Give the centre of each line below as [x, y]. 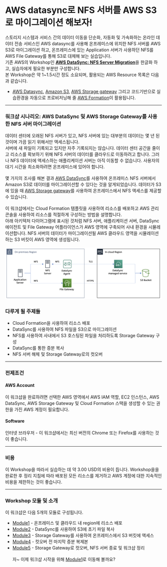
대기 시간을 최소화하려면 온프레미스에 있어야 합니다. [55, 167]
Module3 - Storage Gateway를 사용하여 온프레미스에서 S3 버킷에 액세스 [83, 536]
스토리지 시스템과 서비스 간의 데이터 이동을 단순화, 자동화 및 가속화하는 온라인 [80, 37]
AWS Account [20, 385]
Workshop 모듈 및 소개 [32, 500]
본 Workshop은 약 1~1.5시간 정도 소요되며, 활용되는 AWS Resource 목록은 [78, 75]
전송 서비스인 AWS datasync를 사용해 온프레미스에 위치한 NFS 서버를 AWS [87, 43]
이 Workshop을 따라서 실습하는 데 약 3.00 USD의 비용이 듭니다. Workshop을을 [82, 470]
